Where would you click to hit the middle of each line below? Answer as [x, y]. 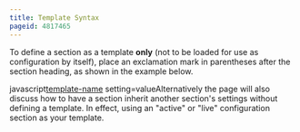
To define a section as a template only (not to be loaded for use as [134, 52]
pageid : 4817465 [40, 26]
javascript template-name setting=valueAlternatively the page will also [140, 89]
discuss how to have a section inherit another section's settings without [144, 98]
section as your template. [57, 118]
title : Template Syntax [55, 18]
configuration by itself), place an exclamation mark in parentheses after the [150, 61]
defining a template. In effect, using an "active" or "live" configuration [140, 108]
